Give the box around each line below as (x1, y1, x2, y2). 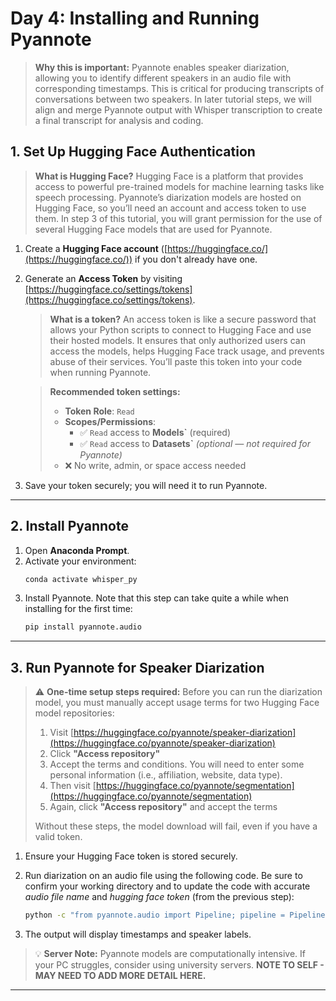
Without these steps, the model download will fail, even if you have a (34, 820, 318, 832)
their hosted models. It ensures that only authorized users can (49, 334, 306, 346)
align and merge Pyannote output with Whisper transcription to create (34, 103, 323, 116)
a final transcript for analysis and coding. (34, 114, 204, 126)
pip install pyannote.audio (24, 622, 142, 632)
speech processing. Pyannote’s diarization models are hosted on (34, 191, 302, 203)
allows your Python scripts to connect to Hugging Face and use (49, 323, 312, 336)
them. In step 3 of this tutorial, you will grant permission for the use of (34, 212, 323, 224)
